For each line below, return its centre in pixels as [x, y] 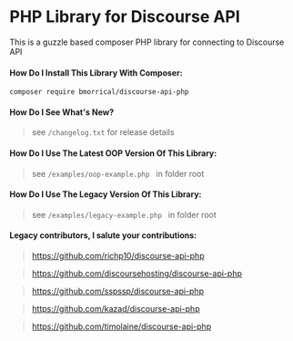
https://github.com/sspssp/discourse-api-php [118, 291]
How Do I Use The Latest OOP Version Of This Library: [113, 153]
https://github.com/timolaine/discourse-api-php [121, 326]
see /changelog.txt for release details [103, 132]
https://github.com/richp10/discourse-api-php [118, 255]
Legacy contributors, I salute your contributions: [103, 235]
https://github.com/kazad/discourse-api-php [116, 308]
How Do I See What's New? [62, 112]
